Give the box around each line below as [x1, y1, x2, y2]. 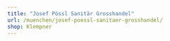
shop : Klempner [7, 23, 52, 30]
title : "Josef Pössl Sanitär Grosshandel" [7, 10, 135, 17]
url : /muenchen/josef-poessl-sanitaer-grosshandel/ [7, 17, 163, 24]
